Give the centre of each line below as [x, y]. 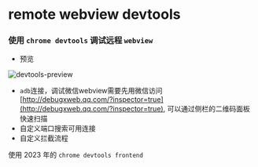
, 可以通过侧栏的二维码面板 [206, 109]
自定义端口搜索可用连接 [57, 129]
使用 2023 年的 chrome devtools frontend [76, 155]
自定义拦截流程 [44, 138]
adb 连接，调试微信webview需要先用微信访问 [91, 91]
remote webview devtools [94, 15]
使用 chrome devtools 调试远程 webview [81, 41]
